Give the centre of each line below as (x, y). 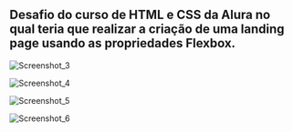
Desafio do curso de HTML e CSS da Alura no (140, 15)
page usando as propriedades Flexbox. (122, 43)
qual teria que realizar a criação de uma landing (147, 30)
